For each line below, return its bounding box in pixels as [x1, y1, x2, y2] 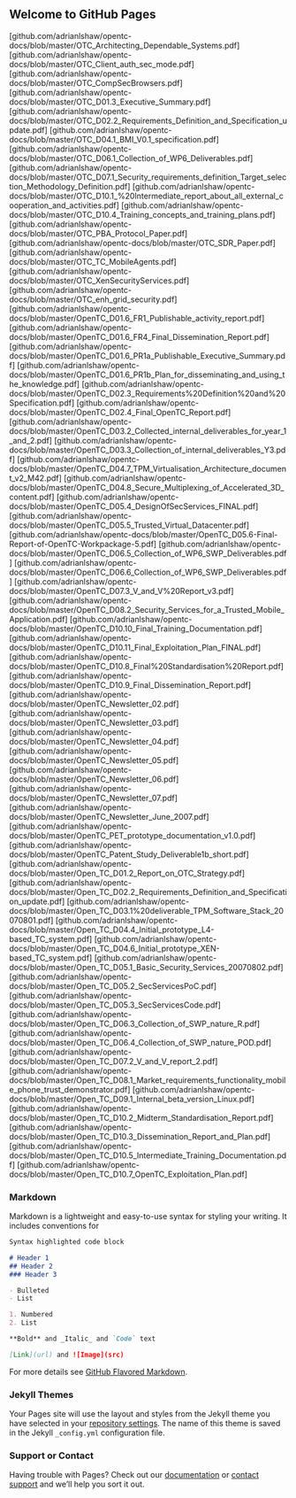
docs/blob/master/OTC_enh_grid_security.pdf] [9, 294, 178, 305]
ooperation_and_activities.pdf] [9, 199, 119, 211]
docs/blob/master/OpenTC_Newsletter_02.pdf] [9, 699, 179, 709]
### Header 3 [9, 1270, 57, 1278]
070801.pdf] [9, 915, 54, 925]
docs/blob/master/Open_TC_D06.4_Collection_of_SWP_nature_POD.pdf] [9, 1037, 272, 1047]
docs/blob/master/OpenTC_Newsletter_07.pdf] [9, 792, 178, 803]
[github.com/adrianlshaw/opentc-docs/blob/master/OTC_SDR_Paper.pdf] [9, 237, 277, 248]
